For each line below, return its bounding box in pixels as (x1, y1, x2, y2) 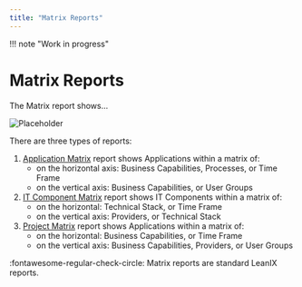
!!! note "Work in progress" (9, 38, 110, 49)
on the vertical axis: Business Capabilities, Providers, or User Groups (35, 240, 293, 251)
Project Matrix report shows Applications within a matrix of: (22, 220, 245, 232)
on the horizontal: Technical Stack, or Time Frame (35, 201, 223, 212)
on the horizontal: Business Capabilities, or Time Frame (35, 230, 243, 241)
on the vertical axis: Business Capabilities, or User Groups (35, 182, 254, 193)
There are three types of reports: (9, 135, 132, 146)
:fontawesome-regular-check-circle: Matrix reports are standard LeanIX (9, 257, 278, 268)
